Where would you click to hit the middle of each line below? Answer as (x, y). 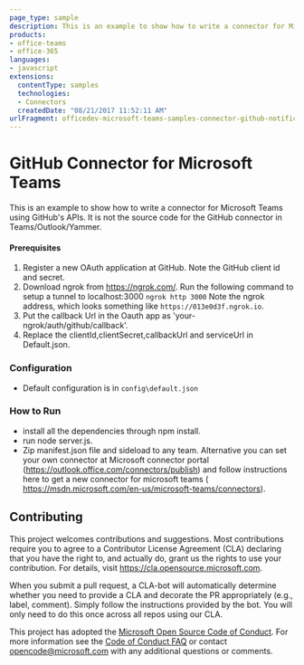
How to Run (35, 411)
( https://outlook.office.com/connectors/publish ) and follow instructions (155, 469)
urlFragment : (34, 119)
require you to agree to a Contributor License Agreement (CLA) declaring (146, 548)
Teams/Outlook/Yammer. (56, 227)
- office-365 (34, 52)
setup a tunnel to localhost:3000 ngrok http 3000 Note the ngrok (143, 297)
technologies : (44, 93)
